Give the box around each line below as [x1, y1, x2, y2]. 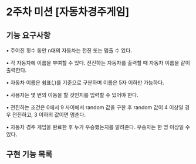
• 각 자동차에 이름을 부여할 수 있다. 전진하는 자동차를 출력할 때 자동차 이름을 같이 [6, 60, 191, 66]
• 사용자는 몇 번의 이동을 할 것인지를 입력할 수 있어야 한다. [6, 92, 139, 98]
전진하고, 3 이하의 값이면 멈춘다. [12, 111, 86, 118]
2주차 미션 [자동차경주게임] [6, 5, 130, 19]
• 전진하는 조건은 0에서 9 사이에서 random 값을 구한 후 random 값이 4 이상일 [6, 104, 184, 111]
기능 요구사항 [6, 30, 51, 40]
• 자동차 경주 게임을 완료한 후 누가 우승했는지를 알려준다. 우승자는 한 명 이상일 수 [6, 124, 191, 130]
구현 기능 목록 [6, 149, 53, 159]
